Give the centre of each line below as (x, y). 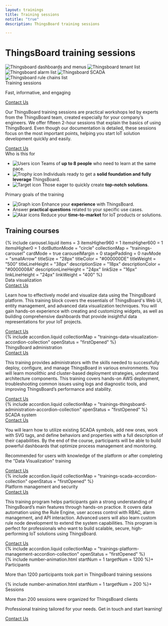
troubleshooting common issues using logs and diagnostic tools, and (76, 384)
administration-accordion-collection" (43, 410)
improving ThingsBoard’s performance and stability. (59, 389)
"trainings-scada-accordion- (127, 476)
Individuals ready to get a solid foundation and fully (97, 174)
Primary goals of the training (35, 195)
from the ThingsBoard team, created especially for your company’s (74, 117)
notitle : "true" (22, 19)
